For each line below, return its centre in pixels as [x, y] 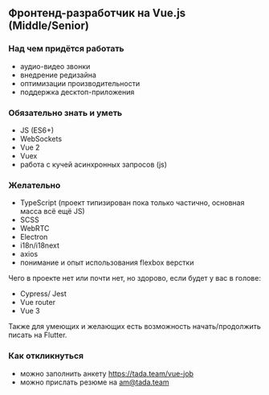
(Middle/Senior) [49, 26]
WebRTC [35, 228]
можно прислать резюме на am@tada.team [94, 382]
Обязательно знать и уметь [65, 113]
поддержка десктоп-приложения [77, 92]
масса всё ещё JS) [53, 212]
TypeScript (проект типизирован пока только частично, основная [132, 203]
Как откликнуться [46, 356]
